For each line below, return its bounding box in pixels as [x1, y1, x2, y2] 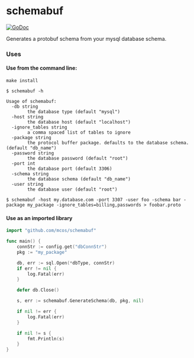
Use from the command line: [6, 64, 77, 72]
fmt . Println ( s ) [27, 336, 65, 341]
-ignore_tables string [11, 124, 67, 131]
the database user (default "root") [27, 186, 118, 193]
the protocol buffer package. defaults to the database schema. [27, 140, 189, 146]
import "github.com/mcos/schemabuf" [6, 228, 96, 234]
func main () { [6, 238, 41, 244]
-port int [11, 161, 35, 167]
